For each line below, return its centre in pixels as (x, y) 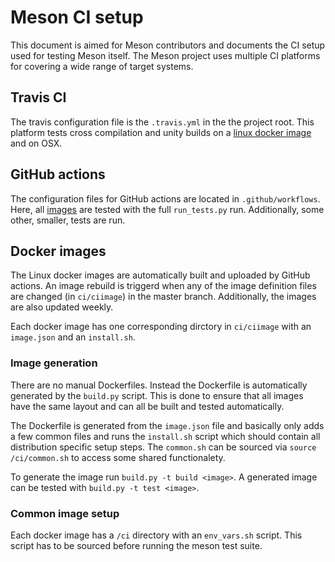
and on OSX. (36, 143)
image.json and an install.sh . (73, 337)
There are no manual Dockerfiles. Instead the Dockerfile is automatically (159, 385)
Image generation (54, 363)
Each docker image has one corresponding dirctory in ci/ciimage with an (161, 327)
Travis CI (38, 97)
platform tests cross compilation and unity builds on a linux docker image (161, 132)
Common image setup (65, 513)
